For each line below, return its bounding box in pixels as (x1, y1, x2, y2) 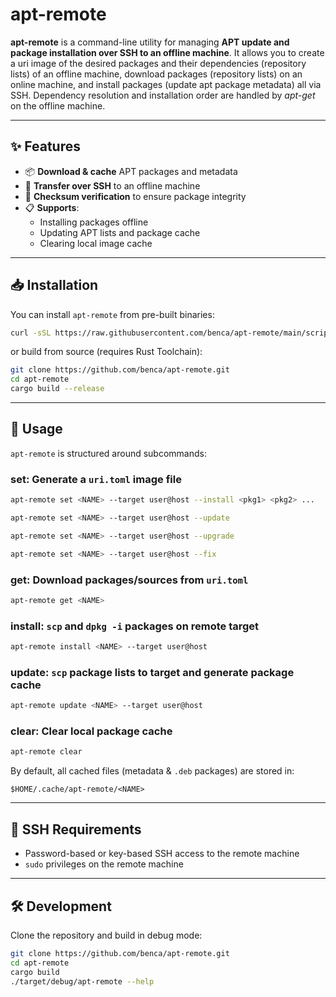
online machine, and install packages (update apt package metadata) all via (10, 78, 322, 90)
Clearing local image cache (39, 237, 153, 249)
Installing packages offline (39, 216, 149, 228)
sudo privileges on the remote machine (24, 858, 184, 870)
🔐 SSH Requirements (10, 821, 142, 838)
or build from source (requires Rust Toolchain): (10, 346, 203, 358)
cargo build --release (10, 384, 105, 394)
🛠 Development (10, 898, 112, 915)
